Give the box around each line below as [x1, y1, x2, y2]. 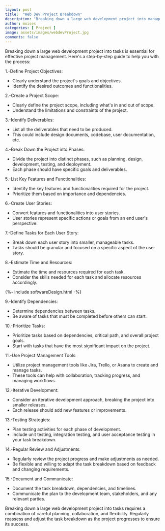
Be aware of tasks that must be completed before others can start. [12, 313, 147, 319]
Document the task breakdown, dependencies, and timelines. [12, 485, 137, 491]
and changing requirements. [12, 466, 70, 472]
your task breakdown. [12, 436, 56, 442]
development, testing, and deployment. [12, 161, 92, 167]
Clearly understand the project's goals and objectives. [12, 77, 122, 84]
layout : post [5, 7, 32, 12]
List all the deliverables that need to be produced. [12, 126, 113, 132]
